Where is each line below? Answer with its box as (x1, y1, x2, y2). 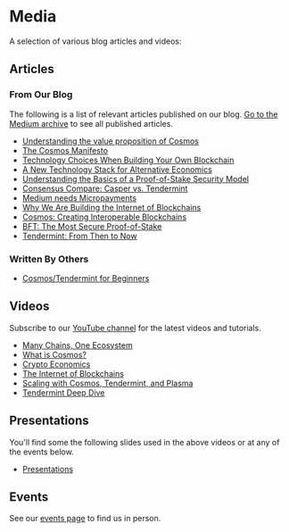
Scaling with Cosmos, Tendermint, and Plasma (21, 378, 194, 388)
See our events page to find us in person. (9, 513, 161, 524)
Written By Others (9, 253, 89, 265)
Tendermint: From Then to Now (21, 230, 137, 241)
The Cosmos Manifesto (21, 145, 109, 155)
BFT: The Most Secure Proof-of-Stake (21, 220, 162, 231)
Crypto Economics (21, 359, 91, 370)
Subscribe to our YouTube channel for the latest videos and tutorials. (9, 322, 261, 333)
